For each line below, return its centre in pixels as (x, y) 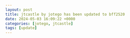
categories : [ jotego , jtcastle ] (39, 23)
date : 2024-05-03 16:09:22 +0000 (40, 19)
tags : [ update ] (21, 28)
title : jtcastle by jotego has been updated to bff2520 (65, 14)
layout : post (19, 10)
